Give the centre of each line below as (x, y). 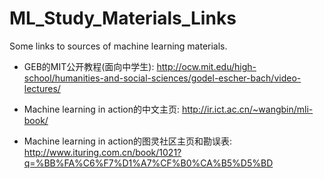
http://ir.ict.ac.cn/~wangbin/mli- (247, 109)
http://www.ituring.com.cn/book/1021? (102, 152)
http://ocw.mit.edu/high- (206, 66)
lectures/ (42, 88)
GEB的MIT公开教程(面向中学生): (89, 66)
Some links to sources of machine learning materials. (118, 46)
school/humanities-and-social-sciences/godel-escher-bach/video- (162, 78)
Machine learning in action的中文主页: (101, 109)
